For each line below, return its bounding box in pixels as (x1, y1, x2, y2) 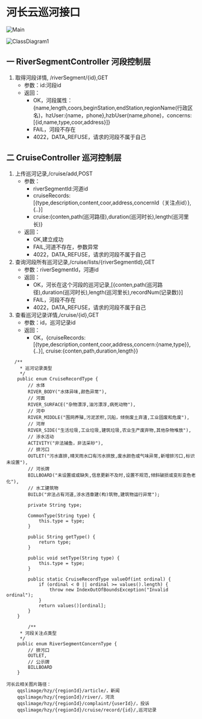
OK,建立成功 (33, 235, 64, 242)
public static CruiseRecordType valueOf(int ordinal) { (28, 576, 171, 582)
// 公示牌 (28, 659, 50, 665)
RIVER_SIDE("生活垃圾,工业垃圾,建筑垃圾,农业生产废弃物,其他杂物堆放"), (28, 427, 192, 433)
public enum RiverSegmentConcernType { (17, 640, 118, 647)
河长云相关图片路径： (6, 681, 51, 687)
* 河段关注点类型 (19, 630, 57, 636)
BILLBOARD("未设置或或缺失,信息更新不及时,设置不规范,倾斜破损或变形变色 (28, 472, 192, 478)
